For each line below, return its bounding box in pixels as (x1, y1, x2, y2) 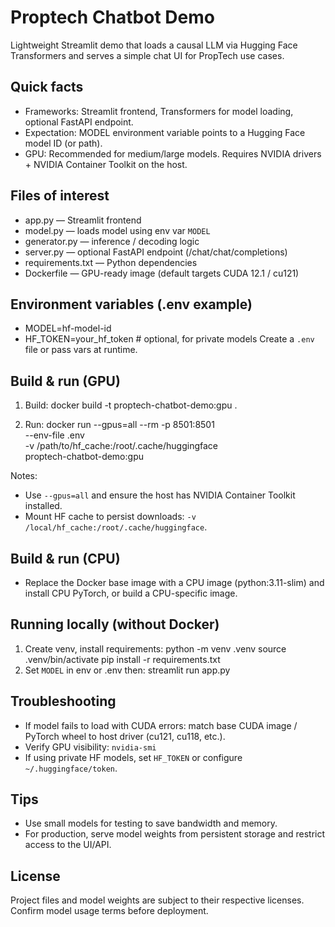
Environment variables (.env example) (10, 296, 253, 313)
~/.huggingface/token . (24, 762, 118, 774)
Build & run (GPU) (10, 372, 121, 390)
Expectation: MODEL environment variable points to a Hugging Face (24, 126, 306, 138)
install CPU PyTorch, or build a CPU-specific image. (24, 587, 238, 599)
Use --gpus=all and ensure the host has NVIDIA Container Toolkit (24, 489, 296, 501)
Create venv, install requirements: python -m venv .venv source (24, 642, 287, 655)
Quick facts (10, 79, 84, 96)
